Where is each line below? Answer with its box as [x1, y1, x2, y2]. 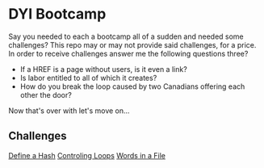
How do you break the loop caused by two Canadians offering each [19, 82, 245, 91]
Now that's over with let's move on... [8, 106, 131, 115]
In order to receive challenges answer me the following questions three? [8, 48, 249, 58]
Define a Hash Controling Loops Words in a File [8, 150, 166, 160]
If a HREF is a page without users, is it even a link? [19, 64, 187, 73]
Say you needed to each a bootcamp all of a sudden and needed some [8, 31, 244, 41]
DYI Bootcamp [8, 5, 107, 23]
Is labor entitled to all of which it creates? [19, 73, 157, 82]
